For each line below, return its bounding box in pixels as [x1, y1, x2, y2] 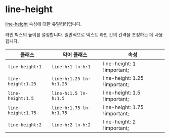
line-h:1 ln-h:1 [51, 64, 91, 69]
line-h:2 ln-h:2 [51, 122, 91, 127]
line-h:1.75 [51, 105, 80, 111]
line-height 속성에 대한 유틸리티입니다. [5, 21, 82, 27]
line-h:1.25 [51, 76, 80, 81]
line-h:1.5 [51, 90, 78, 96]
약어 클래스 [62, 51, 88, 58]
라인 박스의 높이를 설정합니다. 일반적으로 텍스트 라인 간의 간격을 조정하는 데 [5, 31, 154, 37]
